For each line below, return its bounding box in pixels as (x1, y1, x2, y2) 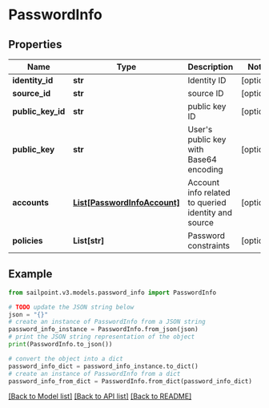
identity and (187, 207, 233, 218)
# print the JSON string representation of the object (8, 333, 195, 341)
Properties (8, 38, 62, 51)
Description (187, 62, 234, 72)
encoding (187, 164, 223, 175)
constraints (187, 240, 231, 251)
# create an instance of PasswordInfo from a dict (8, 370, 181, 378)
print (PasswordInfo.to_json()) (8, 341, 113, 349)
